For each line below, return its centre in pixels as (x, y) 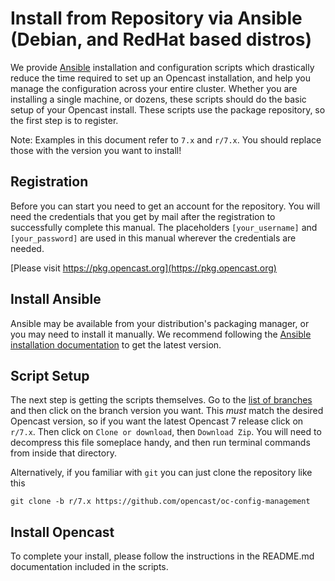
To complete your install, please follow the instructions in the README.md (162, 556)
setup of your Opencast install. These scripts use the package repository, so (168, 109)
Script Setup (50, 375)
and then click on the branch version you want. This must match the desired (167, 411)
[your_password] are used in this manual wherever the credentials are (153, 238)
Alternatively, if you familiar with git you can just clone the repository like (161, 473)
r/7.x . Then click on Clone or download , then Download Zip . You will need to (166, 432)
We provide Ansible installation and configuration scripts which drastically (162, 67)
